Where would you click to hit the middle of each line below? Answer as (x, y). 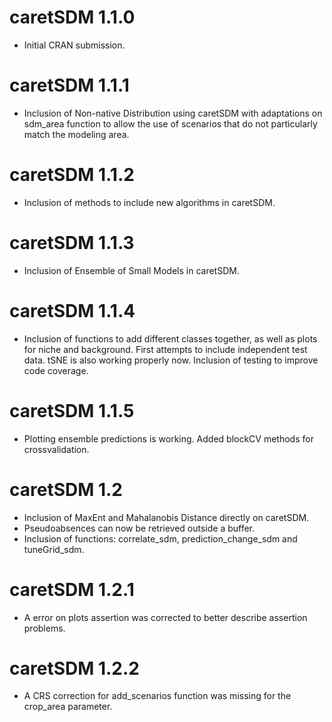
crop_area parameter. (68, 707)
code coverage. (56, 370)
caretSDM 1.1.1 (69, 85)
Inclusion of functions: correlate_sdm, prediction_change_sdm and (160, 538)
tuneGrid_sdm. (54, 549)
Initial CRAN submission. (74, 45)
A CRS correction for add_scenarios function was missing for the (157, 696)
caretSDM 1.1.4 (72, 310)
